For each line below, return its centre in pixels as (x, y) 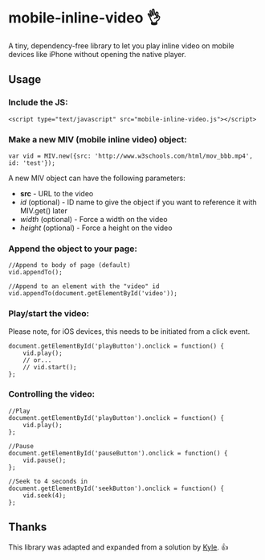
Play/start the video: (49, 314)
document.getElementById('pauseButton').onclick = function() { (118, 453)
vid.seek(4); (45, 495)
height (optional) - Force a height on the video (96, 228)
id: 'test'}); (32, 163)
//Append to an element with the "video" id (84, 286)
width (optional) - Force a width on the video (94, 219)
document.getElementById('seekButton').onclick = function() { (116, 488)
